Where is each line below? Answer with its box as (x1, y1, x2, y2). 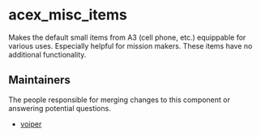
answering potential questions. (8, 103, 111, 113)
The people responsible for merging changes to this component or (8, 95, 231, 105)
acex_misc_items (8, 6, 127, 24)
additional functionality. (8, 49, 87, 59)
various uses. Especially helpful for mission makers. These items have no (8, 41, 253, 50)
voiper (19, 119, 42, 129)
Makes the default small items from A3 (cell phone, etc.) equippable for (8, 32, 246, 42)
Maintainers (8, 73, 71, 87)
